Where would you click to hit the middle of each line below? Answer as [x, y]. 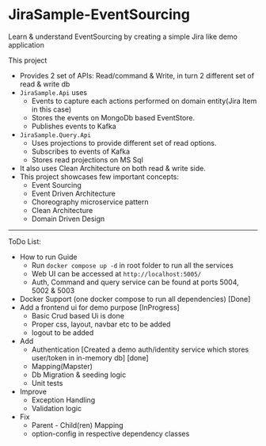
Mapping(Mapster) [62, 366]
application [27, 44]
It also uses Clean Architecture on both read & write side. [112, 168]
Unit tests [47, 383]
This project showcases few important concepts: [99, 177]
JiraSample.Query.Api [55, 135]
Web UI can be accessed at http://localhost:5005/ [116, 273]
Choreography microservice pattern [90, 202]
